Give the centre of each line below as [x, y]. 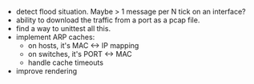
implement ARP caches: [55, 37]
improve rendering [46, 71]
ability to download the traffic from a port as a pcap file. [108, 20]
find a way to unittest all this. [63, 28]
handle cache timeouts [66, 62]
